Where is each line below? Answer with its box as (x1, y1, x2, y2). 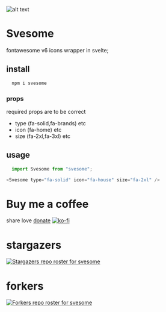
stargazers (6, 238, 62, 252)
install (6, 64, 30, 75)
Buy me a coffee (6, 197, 89, 211)
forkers (6, 279, 44, 293)
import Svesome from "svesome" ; (11, 166, 93, 172)
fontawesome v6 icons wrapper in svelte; (6, 46, 109, 54)
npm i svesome (11, 80, 47, 86)
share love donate (6, 217, 51, 224)
